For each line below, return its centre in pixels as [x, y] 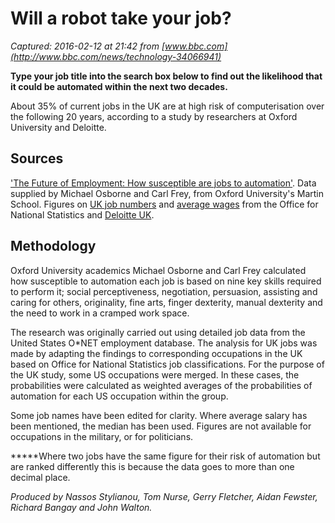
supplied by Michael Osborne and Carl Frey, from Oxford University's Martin [167, 193]
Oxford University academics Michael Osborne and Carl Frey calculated [158, 270]
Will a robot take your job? [121, 18]
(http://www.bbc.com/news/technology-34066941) [116, 56]
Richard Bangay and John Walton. [81, 507]
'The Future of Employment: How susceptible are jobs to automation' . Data [163, 183]
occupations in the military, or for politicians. [102, 436]
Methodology [53, 246]
